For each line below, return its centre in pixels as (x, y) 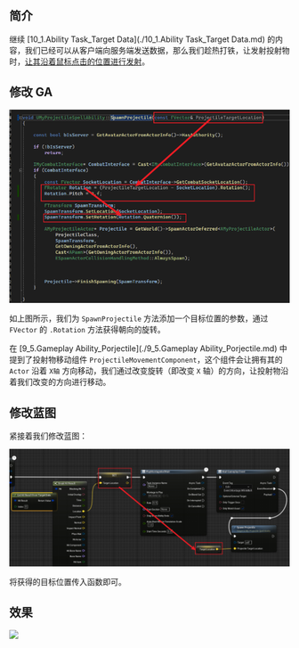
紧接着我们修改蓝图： (48, 436)
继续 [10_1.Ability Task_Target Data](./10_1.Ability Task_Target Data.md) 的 (142, 39)
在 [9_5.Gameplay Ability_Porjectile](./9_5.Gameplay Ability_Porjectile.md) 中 (148, 349)
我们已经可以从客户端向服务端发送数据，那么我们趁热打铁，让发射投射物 (157, 50)
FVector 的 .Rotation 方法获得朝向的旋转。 (88, 330)
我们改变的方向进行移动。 (64, 382)
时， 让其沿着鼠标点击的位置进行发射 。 (79, 62)
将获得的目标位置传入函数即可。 (68, 581)
